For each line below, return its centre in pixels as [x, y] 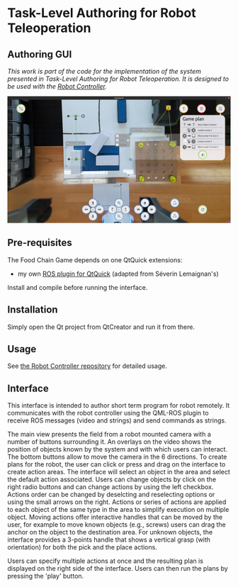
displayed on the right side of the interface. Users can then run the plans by [118, 569]
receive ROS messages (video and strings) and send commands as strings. [117, 420]
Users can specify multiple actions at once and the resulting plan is [106, 561]
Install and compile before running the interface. [78, 287]
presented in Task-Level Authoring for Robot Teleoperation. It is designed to [118, 79]
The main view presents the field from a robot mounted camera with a [109, 435]
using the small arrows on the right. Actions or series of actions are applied [117, 502]
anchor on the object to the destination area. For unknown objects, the [110, 532]
